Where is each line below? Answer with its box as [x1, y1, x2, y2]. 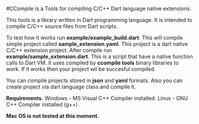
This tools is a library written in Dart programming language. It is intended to [6, 17, 192, 23]
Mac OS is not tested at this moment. [6, 112, 99, 119]
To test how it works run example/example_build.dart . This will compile [6, 34, 183, 41]
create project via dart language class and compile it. [6, 83, 136, 90]
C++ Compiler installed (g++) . [6, 101, 81, 108]
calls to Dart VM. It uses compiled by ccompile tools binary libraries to [6, 59, 179, 66]
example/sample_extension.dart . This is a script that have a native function [6, 53, 193, 60]
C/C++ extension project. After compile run [6, 47, 112, 54]
